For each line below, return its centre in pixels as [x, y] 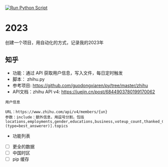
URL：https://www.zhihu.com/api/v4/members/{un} [56, 112]
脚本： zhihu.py [28, 79]
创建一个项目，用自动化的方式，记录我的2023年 [54, 42]
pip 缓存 [21, 159]
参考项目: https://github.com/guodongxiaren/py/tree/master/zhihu [80, 85]
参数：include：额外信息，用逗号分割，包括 [45, 117]
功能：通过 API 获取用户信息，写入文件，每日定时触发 [68, 73]
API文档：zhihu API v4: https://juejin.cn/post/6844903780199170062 [84, 92]
